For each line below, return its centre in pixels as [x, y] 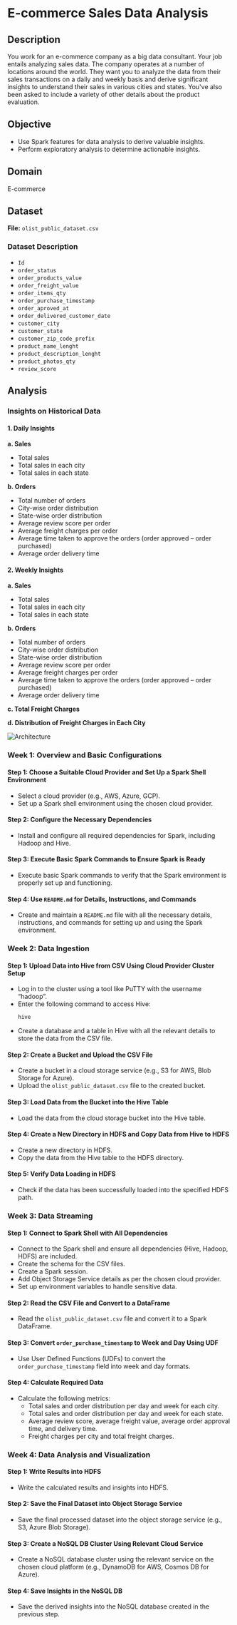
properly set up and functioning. [65, 883]
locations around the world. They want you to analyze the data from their [114, 72]
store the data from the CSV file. [65, 1038]
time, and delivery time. [63, 1428]
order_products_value [49, 278]
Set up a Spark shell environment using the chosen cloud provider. [115, 803]
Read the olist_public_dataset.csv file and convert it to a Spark [112, 1319]
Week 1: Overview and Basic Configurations [85, 755]
